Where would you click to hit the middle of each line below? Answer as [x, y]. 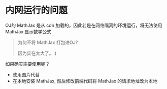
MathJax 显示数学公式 [28, 31]
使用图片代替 [26, 74]
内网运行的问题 [37, 10]
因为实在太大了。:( [37, 53]
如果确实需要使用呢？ [27, 64]
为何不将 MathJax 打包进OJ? [48, 42]
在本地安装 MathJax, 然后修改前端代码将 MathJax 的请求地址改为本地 [85, 81]
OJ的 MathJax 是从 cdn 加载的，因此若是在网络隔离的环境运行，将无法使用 [84, 25]
